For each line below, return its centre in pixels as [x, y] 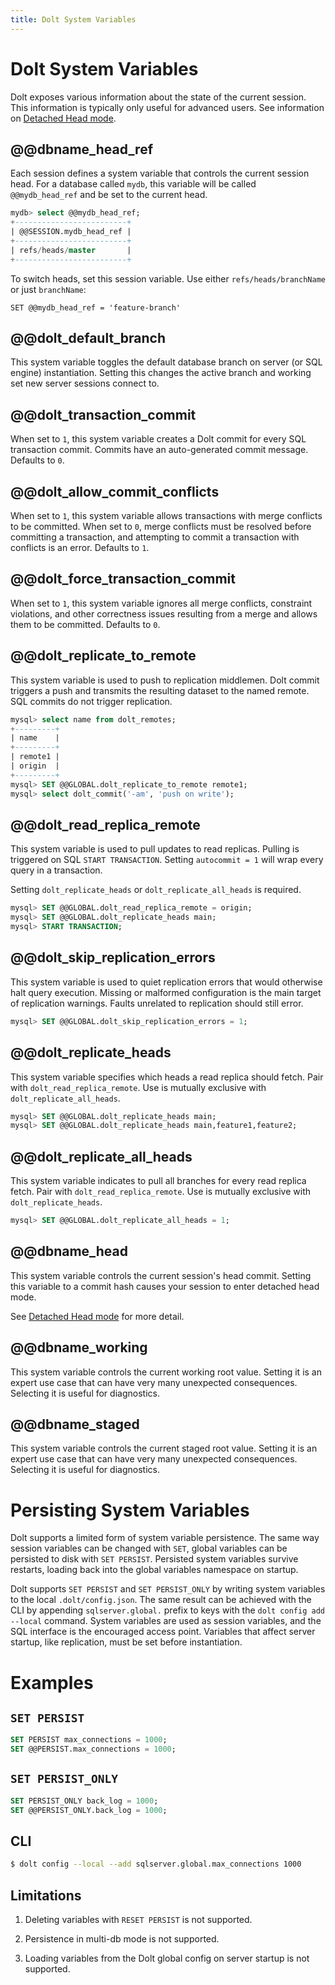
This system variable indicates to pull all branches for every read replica [158, 1181]
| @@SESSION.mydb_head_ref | [71, 232]
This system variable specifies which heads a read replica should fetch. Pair [167, 1077]
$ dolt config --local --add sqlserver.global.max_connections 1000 [156, 1864]
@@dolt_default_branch [88, 338]
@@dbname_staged [75, 1424]
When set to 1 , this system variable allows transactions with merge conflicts [166, 516]
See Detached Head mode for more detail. [97, 1316]
